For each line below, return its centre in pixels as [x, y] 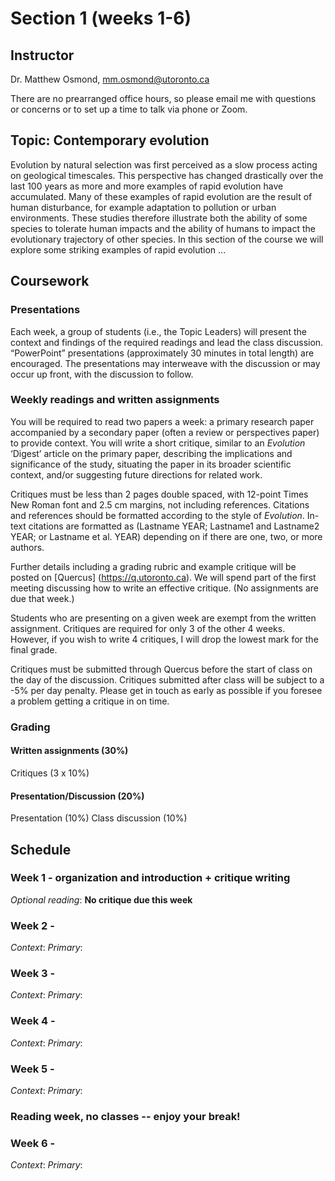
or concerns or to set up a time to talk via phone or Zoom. [129, 109]
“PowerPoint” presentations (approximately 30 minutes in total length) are [162, 353]
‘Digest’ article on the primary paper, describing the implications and [151, 453]
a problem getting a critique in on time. [90, 701]
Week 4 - [33, 1021]
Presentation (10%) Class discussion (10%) [99, 818]
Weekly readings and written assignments [115, 400]
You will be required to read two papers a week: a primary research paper [162, 421]
